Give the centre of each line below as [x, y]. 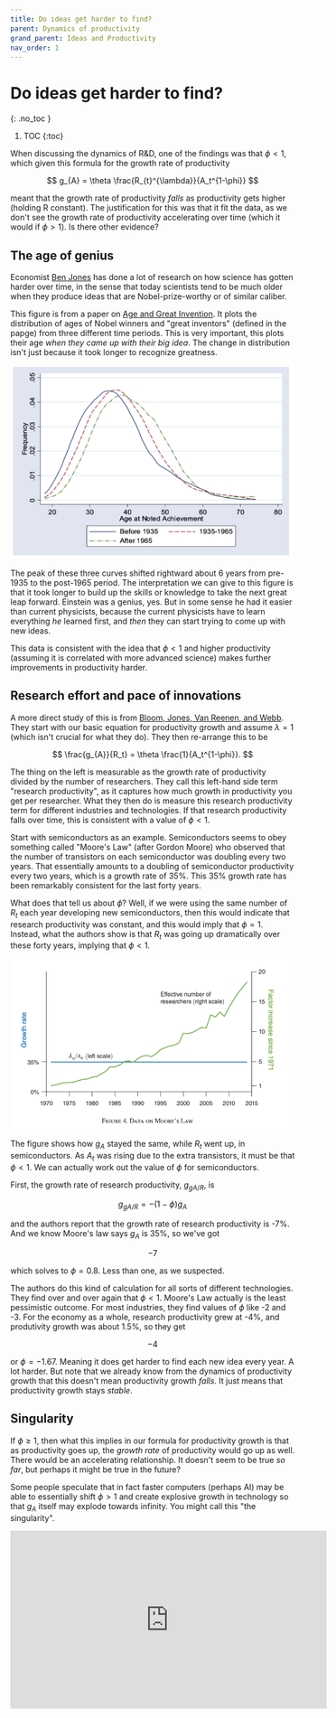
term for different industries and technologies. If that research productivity [149, 810]
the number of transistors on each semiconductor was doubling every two [148, 856]
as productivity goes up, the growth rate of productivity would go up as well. [153, 1450]
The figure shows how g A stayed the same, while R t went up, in [128, 1145]
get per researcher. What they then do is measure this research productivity [151, 801]
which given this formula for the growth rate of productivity [120, 164]
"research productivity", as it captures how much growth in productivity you [151, 791]
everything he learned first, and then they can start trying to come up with [148, 621]
